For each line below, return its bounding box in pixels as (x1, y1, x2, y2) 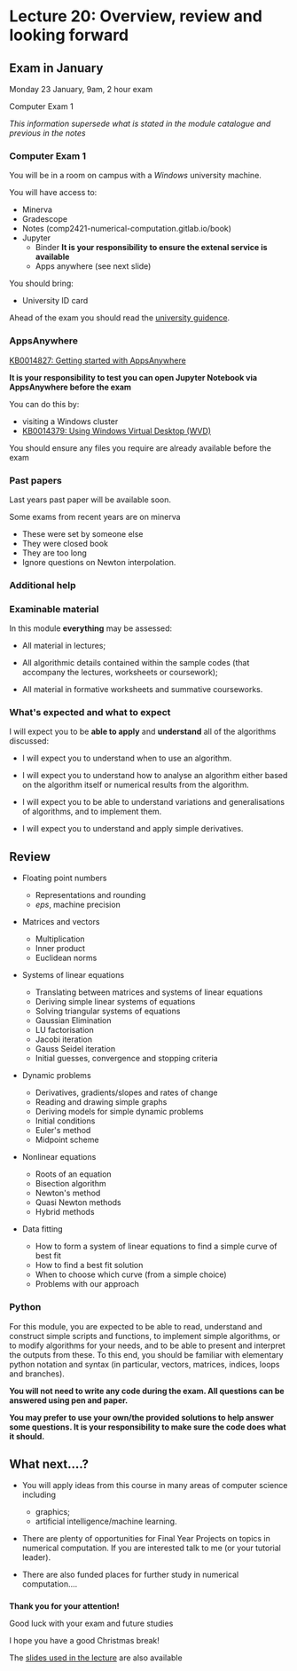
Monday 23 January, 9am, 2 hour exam (9, 84, 153, 94)
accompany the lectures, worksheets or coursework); (21, 667, 219, 678)
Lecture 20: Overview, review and (9, 6, 263, 27)
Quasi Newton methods (35, 1197, 121, 1208)
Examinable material (9, 603, 99, 615)
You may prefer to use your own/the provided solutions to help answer (9, 1412, 275, 1423)
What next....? (9, 1456, 90, 1471)
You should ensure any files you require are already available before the (9, 442, 272, 453)
